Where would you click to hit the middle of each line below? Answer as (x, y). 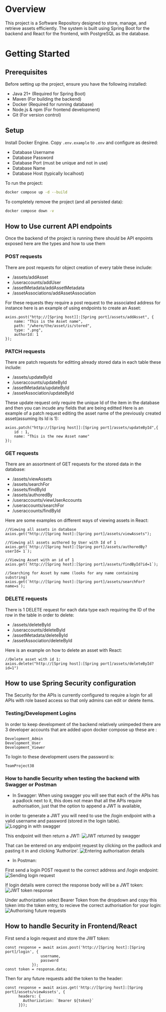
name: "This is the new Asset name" (52, 436)
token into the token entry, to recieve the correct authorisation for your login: (83, 905)
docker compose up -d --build (36, 192)
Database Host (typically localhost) (48, 173)
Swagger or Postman (31, 784)
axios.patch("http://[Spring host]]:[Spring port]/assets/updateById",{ (82, 428)
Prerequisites (26, 72)
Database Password (33, 157)
